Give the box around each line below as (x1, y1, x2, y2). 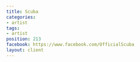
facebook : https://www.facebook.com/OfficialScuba (6, 42, 135, 48)
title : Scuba (6, 8, 39, 15)
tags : (6, 25, 20, 31)
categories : (6, 14, 36, 20)
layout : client (6, 47, 44, 53)
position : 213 (6, 36, 42, 42)
